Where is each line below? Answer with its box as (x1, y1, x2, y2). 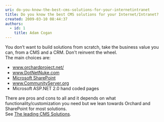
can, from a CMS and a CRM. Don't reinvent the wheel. (5, 49, 118, 55)
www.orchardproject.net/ (12, 64, 64, 70)
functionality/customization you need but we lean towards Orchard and (5, 101, 151, 106)
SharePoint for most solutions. (5, 106, 67, 112)
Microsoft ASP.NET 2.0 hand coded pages (12, 86, 99, 91)
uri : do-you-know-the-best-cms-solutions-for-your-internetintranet (5, 7, 150, 12)
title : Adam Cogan (14, 30, 52, 35)
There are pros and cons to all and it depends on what (5, 95, 116, 101)
